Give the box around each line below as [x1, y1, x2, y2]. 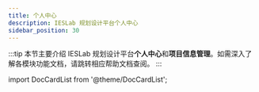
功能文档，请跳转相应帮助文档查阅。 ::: [35, 59, 162, 68]
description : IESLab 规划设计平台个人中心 [8, 19, 139, 27]
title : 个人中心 [8, 11, 57, 20]
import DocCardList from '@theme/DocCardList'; [8, 75, 168, 84]
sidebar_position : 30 [8, 26, 80, 34]
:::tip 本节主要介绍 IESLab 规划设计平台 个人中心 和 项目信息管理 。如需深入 [8, 49, 246, 59]
